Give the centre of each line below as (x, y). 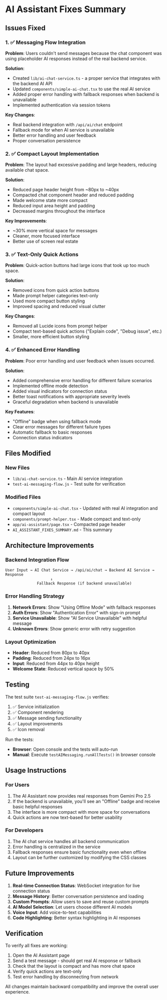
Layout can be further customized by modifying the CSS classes (79, 857)
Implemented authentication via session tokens (62, 105)
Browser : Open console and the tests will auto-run (65, 749)
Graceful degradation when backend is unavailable (65, 402)
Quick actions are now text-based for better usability (67, 817)
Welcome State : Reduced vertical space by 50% (63, 669)
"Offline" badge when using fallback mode (57, 421)
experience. (18, 992)
